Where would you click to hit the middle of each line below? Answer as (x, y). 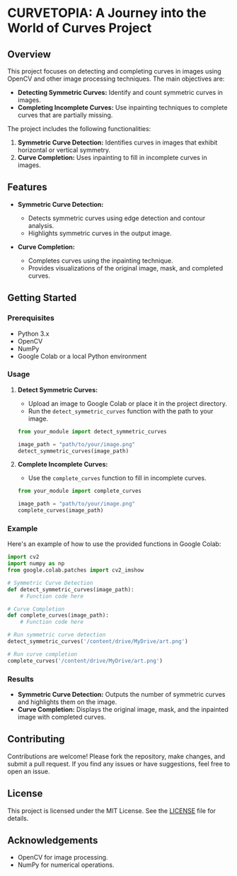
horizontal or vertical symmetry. (64, 150)
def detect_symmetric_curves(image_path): (71, 589)
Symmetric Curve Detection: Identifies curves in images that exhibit (117, 142)
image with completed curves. (62, 717)
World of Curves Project (80, 28)
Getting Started (42, 298)
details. (18, 818)
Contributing (36, 739)
